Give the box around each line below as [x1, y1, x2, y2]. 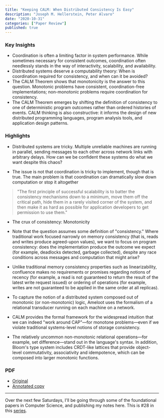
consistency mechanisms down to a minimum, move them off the [17, 194, 148, 200]
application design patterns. [12, 120, 69, 126]
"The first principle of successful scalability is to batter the [17, 188, 135, 194]
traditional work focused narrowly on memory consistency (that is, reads [12, 233, 159, 239]
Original [12, 378, 28, 384]
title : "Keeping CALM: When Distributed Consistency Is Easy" [5, 7, 134, 12]
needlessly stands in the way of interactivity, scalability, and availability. [12, 63, 157, 69]
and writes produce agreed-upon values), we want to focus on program [12, 238, 157, 245]
